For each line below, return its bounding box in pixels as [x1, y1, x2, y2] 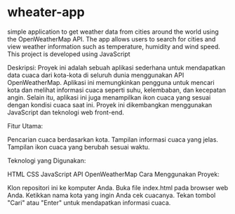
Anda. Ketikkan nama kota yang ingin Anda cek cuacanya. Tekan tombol [7, 191, 216, 199]
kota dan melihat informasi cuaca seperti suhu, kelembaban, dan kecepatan [7, 86, 227, 94]
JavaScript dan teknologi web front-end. [7, 108, 125, 116]
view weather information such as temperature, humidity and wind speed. [7, 42, 221, 51]
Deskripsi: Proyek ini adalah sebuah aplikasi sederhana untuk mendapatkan [7, 63, 226, 72]
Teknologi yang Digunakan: [7, 156, 86, 165]
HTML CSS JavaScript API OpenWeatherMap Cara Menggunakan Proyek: [7, 170, 220, 178]
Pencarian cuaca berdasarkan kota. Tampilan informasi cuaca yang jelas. [7, 135, 219, 144]
